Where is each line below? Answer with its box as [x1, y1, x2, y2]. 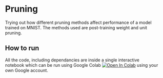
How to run [5, 44, 40, 52]
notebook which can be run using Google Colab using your [5, 62, 159, 68]
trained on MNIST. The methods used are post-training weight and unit [5, 24, 147, 30]
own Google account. [5, 67, 48, 73]
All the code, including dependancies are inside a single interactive [5, 57, 140, 63]
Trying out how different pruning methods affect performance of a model [5, 19, 152, 25]
